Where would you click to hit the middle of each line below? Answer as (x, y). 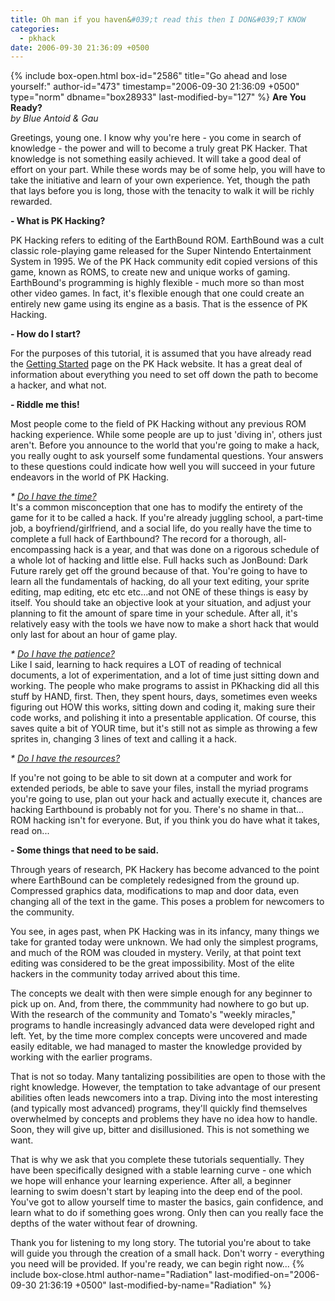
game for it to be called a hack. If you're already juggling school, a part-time (167, 518)
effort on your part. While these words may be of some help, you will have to (168, 170)
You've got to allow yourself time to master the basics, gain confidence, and (167, 1202)
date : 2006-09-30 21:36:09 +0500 (80, 47)
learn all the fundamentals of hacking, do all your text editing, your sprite (160, 582)
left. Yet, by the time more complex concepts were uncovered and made (159, 1036)
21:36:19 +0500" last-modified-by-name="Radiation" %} (155, 1285)
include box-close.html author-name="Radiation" (111, 1275)
